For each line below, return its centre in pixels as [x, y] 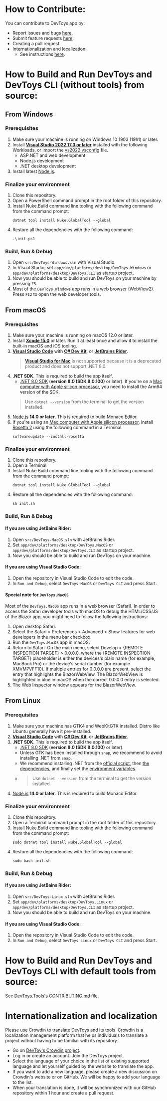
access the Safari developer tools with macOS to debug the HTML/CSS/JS [82, 611]
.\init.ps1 [24, 239]
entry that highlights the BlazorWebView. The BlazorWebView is [78, 674]
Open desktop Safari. [34, 626]
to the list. [23, 1082]
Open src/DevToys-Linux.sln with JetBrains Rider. [64, 896]
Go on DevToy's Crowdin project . [46, 1050]
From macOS [26, 310]
